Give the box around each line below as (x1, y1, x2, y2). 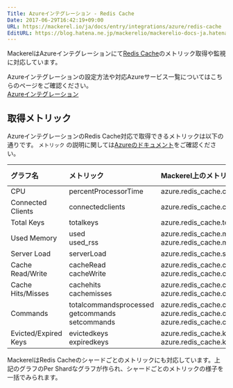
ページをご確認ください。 (19, 81, 92, 90)
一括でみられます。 (7, 373, 62, 382)
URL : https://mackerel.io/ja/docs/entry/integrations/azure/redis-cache (7, 23, 222, 30)
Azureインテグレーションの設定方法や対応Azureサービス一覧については (7, 73, 211, 81)
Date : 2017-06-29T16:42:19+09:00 (7, 17, 104, 24)
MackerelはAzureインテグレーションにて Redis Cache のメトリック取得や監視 (7, 49, 227, 58)
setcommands (69, 317, 116, 327)
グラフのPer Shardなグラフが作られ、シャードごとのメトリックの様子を (19, 364, 224, 373)
